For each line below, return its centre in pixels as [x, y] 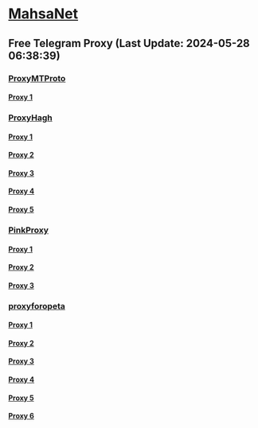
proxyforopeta [37, 305]
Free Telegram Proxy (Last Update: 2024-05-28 [129, 43]
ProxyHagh [31, 118]
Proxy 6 [21, 416]
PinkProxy [29, 230]
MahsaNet [43, 14]
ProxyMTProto [37, 78]
